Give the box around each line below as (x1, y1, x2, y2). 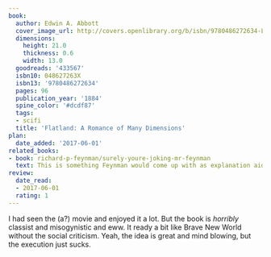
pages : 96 (15, 86, 48, 95)
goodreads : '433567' (15, 64, 85, 73)
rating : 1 (15, 191, 48, 200)
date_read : (15, 176, 52, 185)
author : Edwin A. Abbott (15, 19, 99, 27)
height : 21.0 (23, 42, 67, 50)
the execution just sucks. (8, 239, 91, 249)
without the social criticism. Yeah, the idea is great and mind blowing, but (8, 230, 252, 240)
